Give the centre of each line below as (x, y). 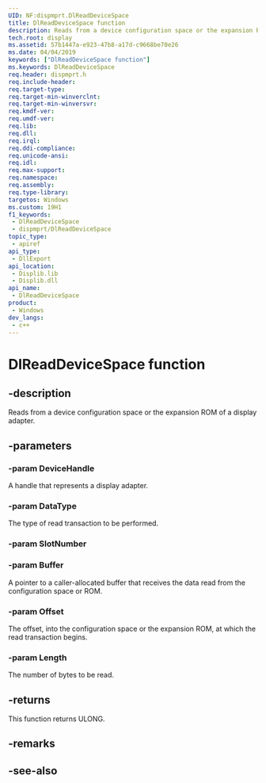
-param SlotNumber (47, 544)
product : (23, 303)
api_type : (25, 251)
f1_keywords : (30, 215)
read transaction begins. (48, 637)
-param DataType (42, 506)
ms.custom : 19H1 (35, 207)
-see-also (33, 771)
